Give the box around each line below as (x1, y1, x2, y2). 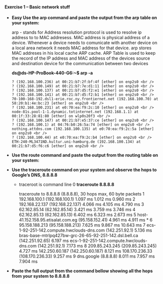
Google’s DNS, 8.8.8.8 (11, 172, 58, 178)
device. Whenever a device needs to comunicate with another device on (11, 40, 157, 46)
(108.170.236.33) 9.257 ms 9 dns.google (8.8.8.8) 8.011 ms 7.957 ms (19, 253, 155, 259)
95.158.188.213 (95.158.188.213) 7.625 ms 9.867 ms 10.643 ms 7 (19, 222, 146, 228)
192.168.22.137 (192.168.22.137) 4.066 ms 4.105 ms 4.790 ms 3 (19, 201, 144, 207)
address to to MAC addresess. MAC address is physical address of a (11, 35, 150, 41)
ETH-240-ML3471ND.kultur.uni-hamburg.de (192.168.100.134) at (11, 139, 141, 144)
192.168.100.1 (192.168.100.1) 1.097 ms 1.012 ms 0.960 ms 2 (19, 196, 135, 202)
